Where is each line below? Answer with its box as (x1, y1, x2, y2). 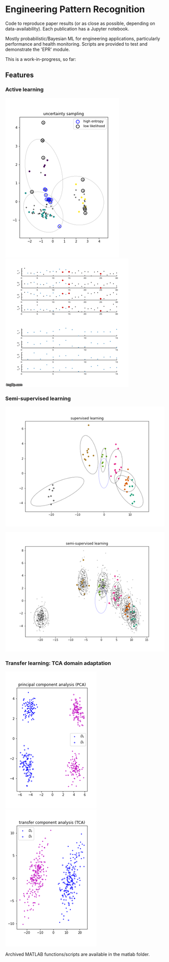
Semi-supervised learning (5, 395, 71, 402)
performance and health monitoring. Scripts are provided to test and (5, 41, 148, 47)
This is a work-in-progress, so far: (5, 56, 76, 62)
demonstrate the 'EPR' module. (5, 46, 70, 52)
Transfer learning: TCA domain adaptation (5, 659, 111, 666)
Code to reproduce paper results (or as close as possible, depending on (5, 20, 155, 26)
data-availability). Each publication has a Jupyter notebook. (5, 25, 130, 31)
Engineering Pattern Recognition (5, 4, 145, 15)
